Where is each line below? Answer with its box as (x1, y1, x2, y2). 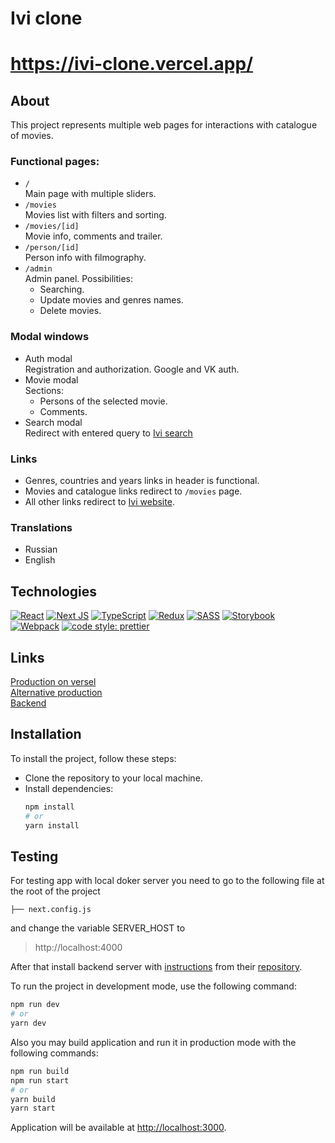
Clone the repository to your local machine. (24, 772, 203, 784)
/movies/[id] (24, 222, 80, 232)
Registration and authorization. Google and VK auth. (24, 363, 240, 375)
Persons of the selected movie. (39, 395, 168, 407)
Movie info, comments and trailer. (24, 230, 163, 242)
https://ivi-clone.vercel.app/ (10, 53, 254, 76)
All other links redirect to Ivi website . (24, 496, 175, 508)
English (24, 554, 56, 566)
